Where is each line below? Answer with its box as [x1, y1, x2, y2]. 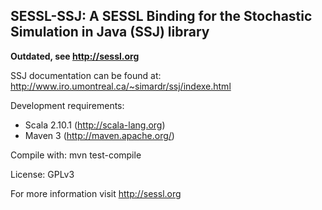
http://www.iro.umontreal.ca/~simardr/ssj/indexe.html [10, 80, 232, 92]
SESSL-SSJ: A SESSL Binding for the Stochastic [10, 8, 313, 25]
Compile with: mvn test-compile [10, 149, 142, 161]
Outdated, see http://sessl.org [10, 50, 140, 62]
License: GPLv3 [10, 168, 75, 180]
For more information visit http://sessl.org [10, 187, 182, 199]
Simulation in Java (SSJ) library [10, 24, 210, 41]
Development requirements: [10, 99, 125, 111]
